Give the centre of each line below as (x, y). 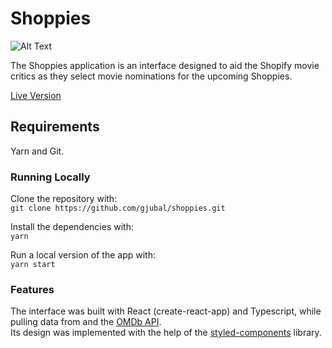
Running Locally (50, 177)
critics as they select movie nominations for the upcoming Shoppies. (151, 76)
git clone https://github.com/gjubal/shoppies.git (118, 208)
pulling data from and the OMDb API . (86, 322)
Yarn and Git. (37, 151)
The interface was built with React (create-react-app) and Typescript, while (166, 311)
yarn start (33, 265)
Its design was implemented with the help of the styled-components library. (166, 333)
